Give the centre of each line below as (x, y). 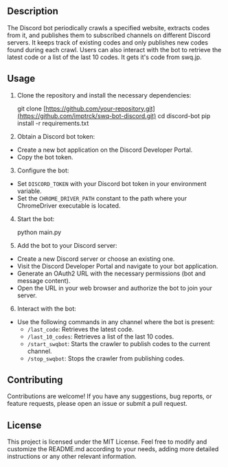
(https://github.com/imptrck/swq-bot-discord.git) (87, 115)
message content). (44, 280)
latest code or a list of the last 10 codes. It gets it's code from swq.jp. (105, 57)
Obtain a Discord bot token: (56, 136)
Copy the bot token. (45, 157)
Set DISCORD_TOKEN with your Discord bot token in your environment (112, 183)
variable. (30, 191)
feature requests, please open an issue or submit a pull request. (97, 404)
